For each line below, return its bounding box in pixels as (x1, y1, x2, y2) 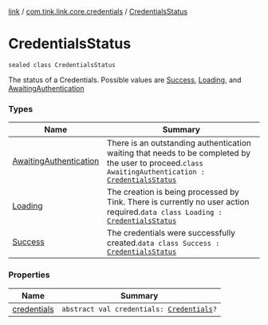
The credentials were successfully (106, 228, 235, 239)
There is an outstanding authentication (106, 137, 251, 149)
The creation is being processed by (106, 187, 239, 198)
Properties (8, 269, 50, 280)
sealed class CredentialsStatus (8, 61, 116, 69)
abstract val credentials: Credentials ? (61, 304, 218, 314)
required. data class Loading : (106, 207, 223, 218)
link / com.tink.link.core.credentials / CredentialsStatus (8, 7, 188, 16)
